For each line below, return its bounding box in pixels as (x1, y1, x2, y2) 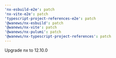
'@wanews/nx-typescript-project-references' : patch (4, 34, 111, 39)
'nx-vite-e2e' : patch (4, 12, 49, 16)
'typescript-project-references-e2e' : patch (4, 16, 96, 21)
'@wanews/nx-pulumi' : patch (4, 29, 62, 34)
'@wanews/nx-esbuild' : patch (4, 20, 64, 26)
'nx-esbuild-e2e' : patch (4, 7, 55, 12)
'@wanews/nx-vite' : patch (4, 25, 57, 30)
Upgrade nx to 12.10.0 (4, 47, 48, 53)
